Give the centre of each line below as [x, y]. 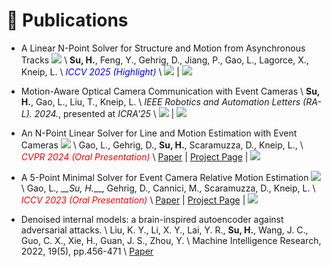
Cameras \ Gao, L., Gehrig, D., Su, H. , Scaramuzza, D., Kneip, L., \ [162, 145]
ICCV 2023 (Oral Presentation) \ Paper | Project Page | [133, 200]
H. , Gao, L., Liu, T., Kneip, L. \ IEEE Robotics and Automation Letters [160, 101]
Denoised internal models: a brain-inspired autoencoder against [152, 219]
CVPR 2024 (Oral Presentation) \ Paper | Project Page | [134, 156]
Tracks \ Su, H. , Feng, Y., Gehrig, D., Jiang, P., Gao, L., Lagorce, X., [164, 60]
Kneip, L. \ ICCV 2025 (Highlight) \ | [100, 71]
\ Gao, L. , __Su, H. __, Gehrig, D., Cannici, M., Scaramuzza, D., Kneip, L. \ [168, 188]
